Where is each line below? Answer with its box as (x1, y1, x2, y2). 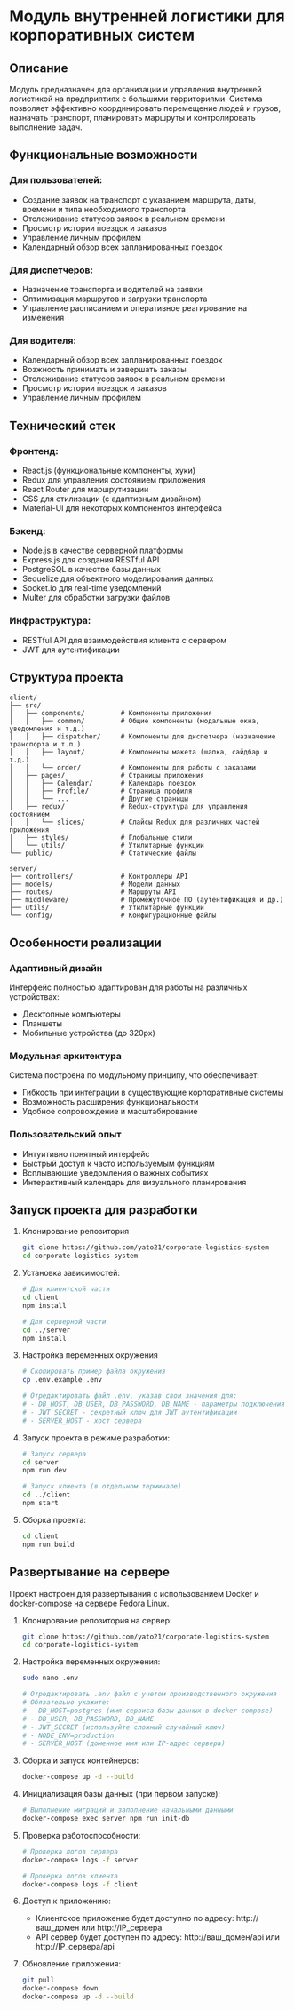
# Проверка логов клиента (21, 1871, 118, 1880)
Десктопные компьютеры (21, 1009, 122, 1019)
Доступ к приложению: (21, 1895, 111, 1907)
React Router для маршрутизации (21, 483, 149, 494)
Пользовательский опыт (9, 1129, 122, 1141)
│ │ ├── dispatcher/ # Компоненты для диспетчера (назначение (9, 732, 276, 741)
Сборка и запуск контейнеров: (21, 1755, 139, 1766)
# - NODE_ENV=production (21, 1731, 115, 1740)
